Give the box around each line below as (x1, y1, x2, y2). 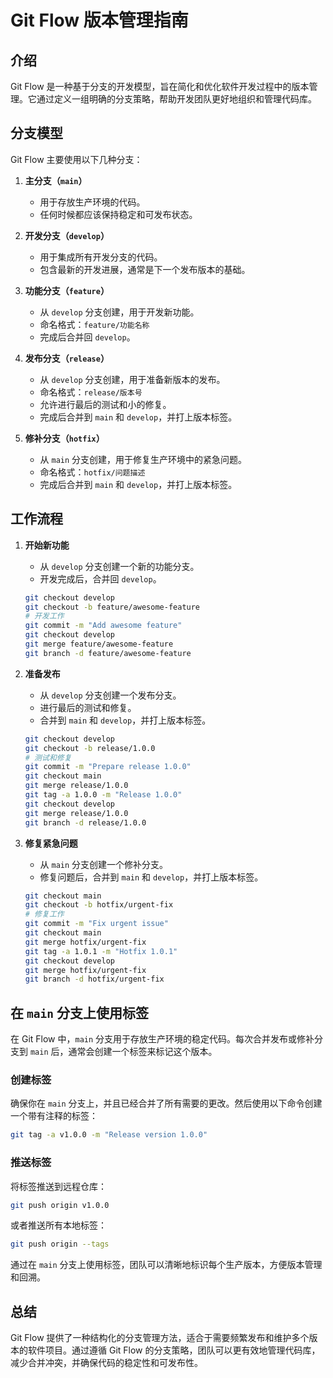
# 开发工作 (24, 611, 65, 621)
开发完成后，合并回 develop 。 (39, 572, 162, 585)
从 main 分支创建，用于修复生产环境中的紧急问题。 (39, 453, 248, 465)
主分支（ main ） (24, 174, 88, 186)
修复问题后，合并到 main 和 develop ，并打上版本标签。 (39, 871, 264, 883)
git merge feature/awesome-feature (24, 639, 174, 649)
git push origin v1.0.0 (10, 1200, 110, 1210)
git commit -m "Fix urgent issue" (24, 919, 169, 929)
